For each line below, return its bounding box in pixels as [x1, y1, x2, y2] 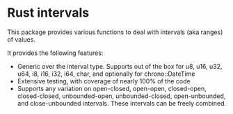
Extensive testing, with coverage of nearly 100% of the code [17, 76, 191, 85]
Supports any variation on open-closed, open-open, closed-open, [17, 84, 207, 92]
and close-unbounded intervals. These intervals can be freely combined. [17, 99, 227, 107]
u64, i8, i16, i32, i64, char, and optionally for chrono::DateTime [17, 70, 195, 78]
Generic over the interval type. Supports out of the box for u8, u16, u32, [17, 62, 223, 70]
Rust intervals [7, 5, 89, 21]
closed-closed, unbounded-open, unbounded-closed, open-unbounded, [17, 92, 226, 100]
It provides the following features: [7, 49, 104, 57]
